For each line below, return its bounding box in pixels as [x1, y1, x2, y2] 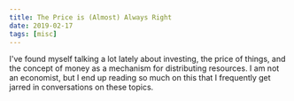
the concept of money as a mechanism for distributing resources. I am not [9, 63, 280, 74]
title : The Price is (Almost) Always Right [9, 12, 173, 22]
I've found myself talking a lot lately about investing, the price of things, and [9, 54, 286, 65]
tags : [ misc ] [9, 29, 58, 38]
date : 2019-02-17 [9, 21, 73, 30]
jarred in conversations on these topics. [9, 82, 154, 93]
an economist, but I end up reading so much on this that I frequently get [9, 73, 272, 83]
